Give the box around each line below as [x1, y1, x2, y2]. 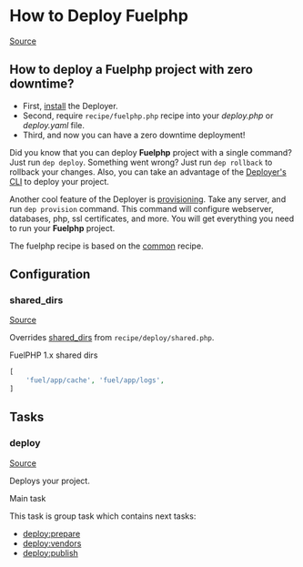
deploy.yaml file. [22, 119, 85, 130]
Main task [9, 492, 46, 503]
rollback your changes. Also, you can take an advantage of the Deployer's [9, 166, 287, 177]
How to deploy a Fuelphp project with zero [9, 62, 253, 77]
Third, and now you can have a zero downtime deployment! [22, 129, 246, 140]
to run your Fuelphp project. [9, 222, 116, 233]
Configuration [9, 267, 91, 282]
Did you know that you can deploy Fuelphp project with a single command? [9, 147, 293, 157]
